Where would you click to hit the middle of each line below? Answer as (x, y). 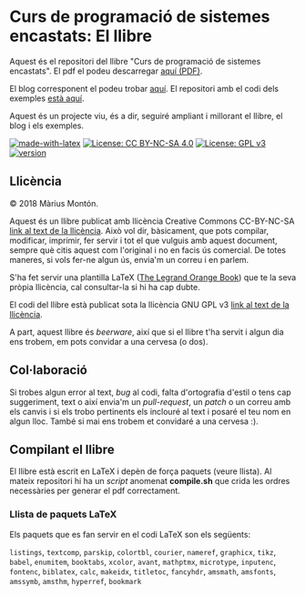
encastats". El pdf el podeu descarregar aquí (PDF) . (106, 71)
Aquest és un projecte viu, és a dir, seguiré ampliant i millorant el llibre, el (146, 116)
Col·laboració (49, 370)
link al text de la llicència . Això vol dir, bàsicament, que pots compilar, (139, 230)
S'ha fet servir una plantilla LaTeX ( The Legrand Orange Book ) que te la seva (153, 277)
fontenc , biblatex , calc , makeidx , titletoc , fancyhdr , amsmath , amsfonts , (143, 571)
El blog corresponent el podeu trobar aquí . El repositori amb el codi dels (144, 88)
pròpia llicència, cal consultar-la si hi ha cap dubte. (105, 287)
